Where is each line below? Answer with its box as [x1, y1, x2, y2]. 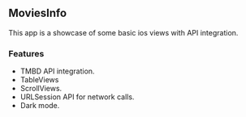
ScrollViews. [19, 84, 63, 94]
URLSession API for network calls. [19, 92, 135, 102]
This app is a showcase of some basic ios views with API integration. [8, 27, 239, 37]
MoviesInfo [8, 6, 67, 20]
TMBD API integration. [19, 66, 95, 76]
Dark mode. [19, 101, 60, 111]
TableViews [19, 75, 59, 85]
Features [8, 48, 45, 59]
